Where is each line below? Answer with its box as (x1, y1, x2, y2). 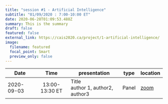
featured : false (5, 30, 39, 35)
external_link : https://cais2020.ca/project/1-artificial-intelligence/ (5, 35, 160, 40)
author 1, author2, (70, 84, 113, 91)
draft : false (5, 26, 32, 31)
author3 (70, 90, 89, 97)
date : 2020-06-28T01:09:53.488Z (5, 16, 72, 21)
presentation (78, 69, 110, 76)
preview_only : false (9, 53, 52, 59)
